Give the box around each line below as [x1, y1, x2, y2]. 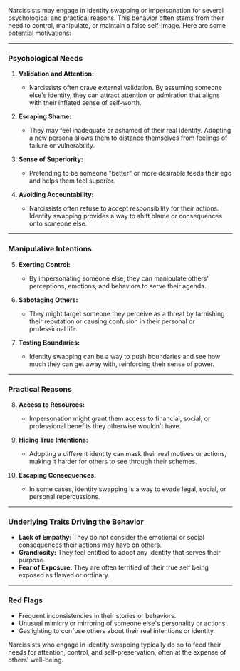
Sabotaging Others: [18, 296, 78, 304]
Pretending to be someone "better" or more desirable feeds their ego [28, 169, 232, 178]
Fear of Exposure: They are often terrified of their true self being [18, 563, 209, 572]
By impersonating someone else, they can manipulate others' [28, 274, 209, 283]
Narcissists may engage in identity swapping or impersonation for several [8, 6, 224, 14]
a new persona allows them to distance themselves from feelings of [28, 133, 228, 142]
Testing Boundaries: [18, 338, 80, 347]
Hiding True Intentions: [18, 435, 88, 444]
